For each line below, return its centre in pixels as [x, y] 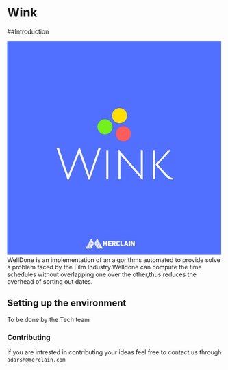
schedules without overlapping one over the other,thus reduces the [102, 274]
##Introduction [28, 31]
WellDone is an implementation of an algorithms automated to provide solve [114, 260]
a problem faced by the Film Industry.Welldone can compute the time [104, 267]
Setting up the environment [67, 303]
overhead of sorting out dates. [50, 281]
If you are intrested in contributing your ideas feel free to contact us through [114, 352]
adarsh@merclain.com [37, 360]
